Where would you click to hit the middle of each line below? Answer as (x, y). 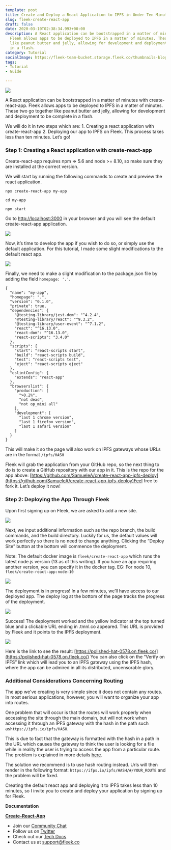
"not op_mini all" (38, 404)
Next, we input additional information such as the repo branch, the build (80, 530)
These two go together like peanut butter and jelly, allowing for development (85, 111)
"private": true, (28, 306)
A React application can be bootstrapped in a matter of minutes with (77, 100)
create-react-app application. (36, 224)
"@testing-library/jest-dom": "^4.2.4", (58, 315)
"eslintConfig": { (30, 373)
